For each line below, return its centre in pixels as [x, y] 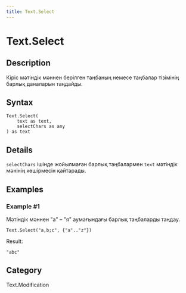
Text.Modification [28, 285]
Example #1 [23, 206]
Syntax [20, 103]
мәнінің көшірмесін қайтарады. [46, 171]
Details [19, 150]
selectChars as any [41, 127]
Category [24, 271]
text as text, [34, 121]
